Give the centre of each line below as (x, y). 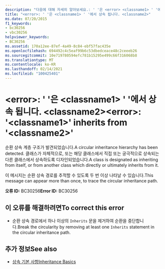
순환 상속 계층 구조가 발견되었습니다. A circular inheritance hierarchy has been (82, 147)
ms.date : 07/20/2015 (26, 19)
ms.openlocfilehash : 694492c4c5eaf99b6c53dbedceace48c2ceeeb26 (71, 51)
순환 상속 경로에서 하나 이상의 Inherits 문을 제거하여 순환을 (69, 221)
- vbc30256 (16, 32)
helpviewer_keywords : (27, 37)
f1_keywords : (18, 23)
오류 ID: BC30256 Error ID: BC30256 (41, 191)
